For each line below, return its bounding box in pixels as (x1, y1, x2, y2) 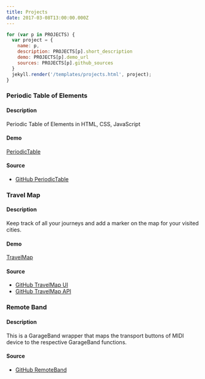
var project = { (12, 37, 53, 43)
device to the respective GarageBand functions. (6, 338, 127, 346)
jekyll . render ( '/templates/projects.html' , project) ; (12, 71, 152, 77)
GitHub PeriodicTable (15, 175, 69, 182)
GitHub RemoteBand (15, 366, 67, 373)
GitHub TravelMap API (15, 288, 72, 295)
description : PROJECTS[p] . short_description (17, 48, 133, 55)
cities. (6, 226, 21, 233)
